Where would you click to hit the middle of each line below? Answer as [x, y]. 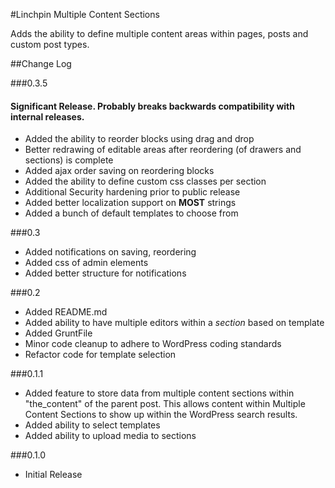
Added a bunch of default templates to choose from [131, 213]
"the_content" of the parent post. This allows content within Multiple [165, 404]
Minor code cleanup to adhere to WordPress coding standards [153, 344]
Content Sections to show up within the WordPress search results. [161, 415]
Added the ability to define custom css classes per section [145, 181]
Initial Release [53, 475]
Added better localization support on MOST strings [130, 203]
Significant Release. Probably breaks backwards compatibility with [152, 106]
